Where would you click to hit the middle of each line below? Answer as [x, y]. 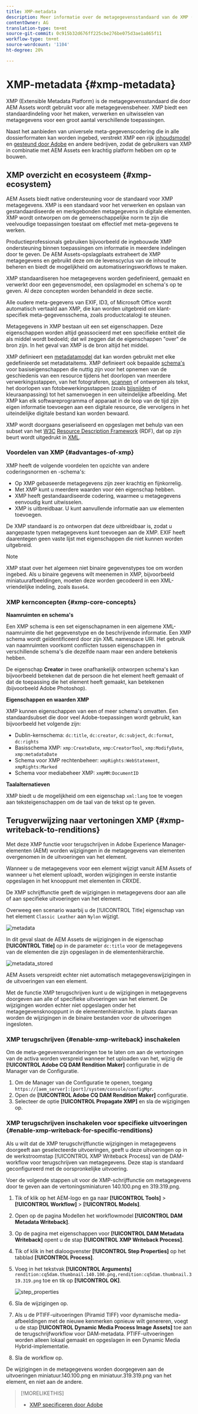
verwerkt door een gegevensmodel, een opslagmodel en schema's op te [94, 284]
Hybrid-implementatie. [42, 1346]
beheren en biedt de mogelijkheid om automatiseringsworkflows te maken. [97, 266]
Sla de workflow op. [39, 1357]
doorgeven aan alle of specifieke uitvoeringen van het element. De [87, 999]
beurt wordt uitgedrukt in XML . [43, 437]
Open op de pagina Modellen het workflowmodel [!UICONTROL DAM [98, 1215]
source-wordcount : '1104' [38, 45]
